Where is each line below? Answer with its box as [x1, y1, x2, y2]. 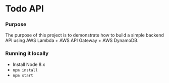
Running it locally [5, 50, 49, 57]
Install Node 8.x [12, 61, 45, 67]
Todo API [5, 3, 44, 14]
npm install [12, 67, 38, 72]
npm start [12, 73, 34, 78]
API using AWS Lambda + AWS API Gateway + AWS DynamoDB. [5, 37, 139, 43]
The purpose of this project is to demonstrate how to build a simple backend [5, 32, 164, 38]
